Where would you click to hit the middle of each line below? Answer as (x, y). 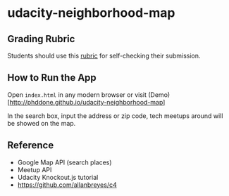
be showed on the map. (42, 123)
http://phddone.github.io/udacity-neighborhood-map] (87, 102)
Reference (31, 145)
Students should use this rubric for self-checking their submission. (104, 55)
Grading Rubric (41, 39)
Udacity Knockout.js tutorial (58, 177)
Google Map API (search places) (64, 162)
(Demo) (159, 94)
